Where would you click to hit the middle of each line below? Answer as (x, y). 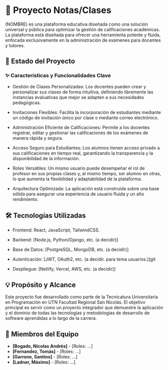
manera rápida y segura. (38, 138)
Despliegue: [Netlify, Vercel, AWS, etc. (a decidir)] (64, 269)
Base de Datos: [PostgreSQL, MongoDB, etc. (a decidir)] (70, 250)
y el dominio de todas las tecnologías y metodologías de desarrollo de (77, 313)
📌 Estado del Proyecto (40, 61)
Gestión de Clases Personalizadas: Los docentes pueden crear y (79, 86)
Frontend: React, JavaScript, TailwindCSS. (56, 230)
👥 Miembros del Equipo (42, 334)
